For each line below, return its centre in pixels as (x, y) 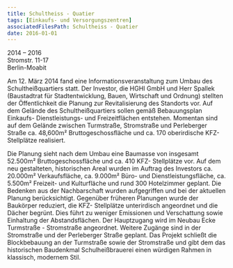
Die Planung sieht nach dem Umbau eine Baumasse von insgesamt (103, 154)
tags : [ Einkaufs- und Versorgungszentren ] (70, 20)
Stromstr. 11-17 (28, 61)
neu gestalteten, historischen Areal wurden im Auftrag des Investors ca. (110, 168)
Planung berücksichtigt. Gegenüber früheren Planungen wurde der (103, 198)
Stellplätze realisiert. (37, 141)
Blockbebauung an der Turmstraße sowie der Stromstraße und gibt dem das (116, 243)
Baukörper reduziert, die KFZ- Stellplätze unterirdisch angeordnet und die (113, 205)
